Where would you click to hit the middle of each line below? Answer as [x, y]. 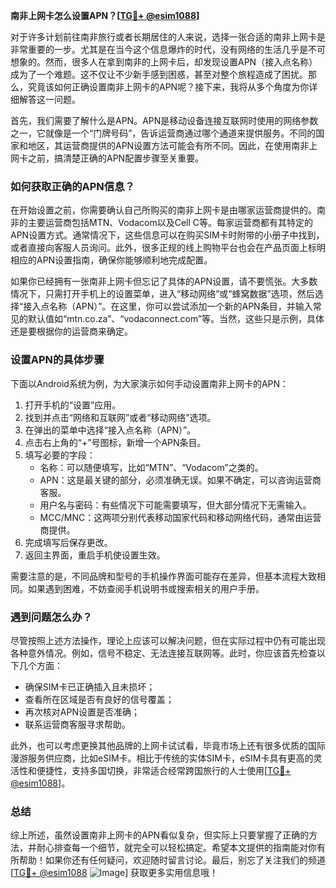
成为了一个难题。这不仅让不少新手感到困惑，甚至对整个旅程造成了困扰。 [159, 74]
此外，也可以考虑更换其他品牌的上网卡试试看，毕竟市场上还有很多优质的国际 [168, 745]
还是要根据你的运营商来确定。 [71, 331]
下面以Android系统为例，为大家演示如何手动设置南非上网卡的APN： [150, 383]
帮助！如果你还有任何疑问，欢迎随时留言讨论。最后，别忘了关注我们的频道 [172, 860]
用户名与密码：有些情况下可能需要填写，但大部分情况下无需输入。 [175, 505]
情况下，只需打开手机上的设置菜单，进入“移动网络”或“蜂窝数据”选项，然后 [162, 294]
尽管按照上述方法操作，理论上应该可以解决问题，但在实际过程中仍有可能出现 [168, 640]
